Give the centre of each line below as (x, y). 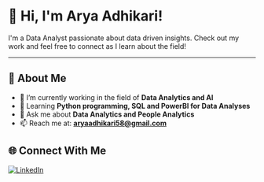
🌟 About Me (37, 78)
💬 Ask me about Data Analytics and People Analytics (107, 114)
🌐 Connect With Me (57, 151)
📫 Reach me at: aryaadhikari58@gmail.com (93, 123)
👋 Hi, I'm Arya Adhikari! (86, 16)
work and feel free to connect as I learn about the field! (97, 46)
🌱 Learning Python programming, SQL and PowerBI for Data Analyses (135, 106)
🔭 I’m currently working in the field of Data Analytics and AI (116, 97)
